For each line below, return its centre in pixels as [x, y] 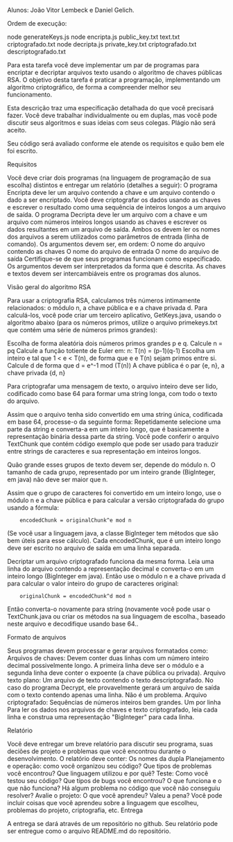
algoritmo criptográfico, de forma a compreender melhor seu [94, 87]
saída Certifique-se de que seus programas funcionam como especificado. [114, 259]
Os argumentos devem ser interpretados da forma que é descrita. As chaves [116, 266]
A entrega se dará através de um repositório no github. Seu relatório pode [113, 824]
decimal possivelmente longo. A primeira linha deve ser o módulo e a [106, 665]
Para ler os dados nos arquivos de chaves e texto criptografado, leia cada [113, 710]
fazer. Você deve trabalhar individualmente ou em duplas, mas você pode [112, 115]
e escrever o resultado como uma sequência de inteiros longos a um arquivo [116, 207]
